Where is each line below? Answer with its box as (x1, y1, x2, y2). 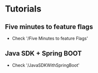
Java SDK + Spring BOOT (5, 49, 82, 58)
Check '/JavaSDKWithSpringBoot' (12, 62, 80, 68)
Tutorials (5, 3, 42, 15)
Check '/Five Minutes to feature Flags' (12, 35, 88, 41)
